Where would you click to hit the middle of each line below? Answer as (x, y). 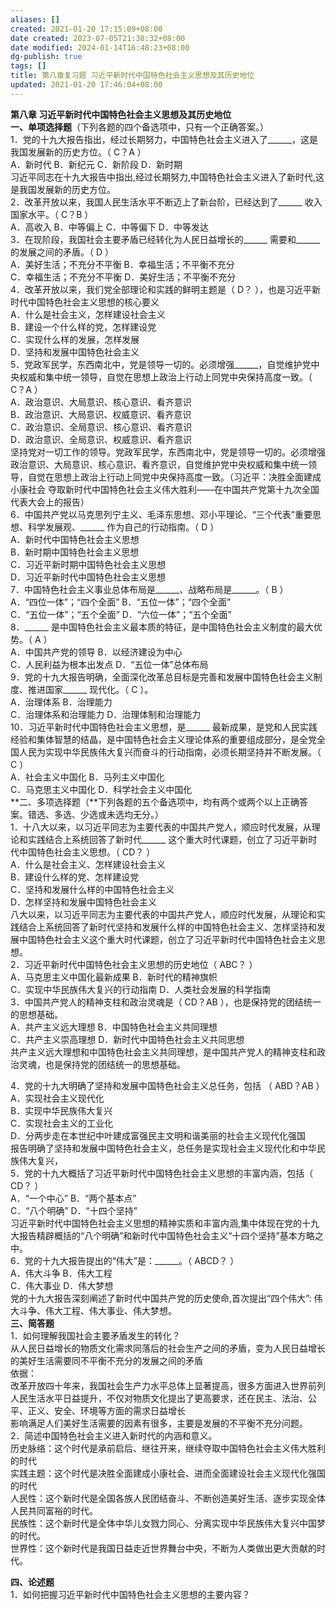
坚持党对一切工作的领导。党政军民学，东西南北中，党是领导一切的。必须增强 (168, 452)
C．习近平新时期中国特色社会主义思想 (88, 564)
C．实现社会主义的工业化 (62, 1123)
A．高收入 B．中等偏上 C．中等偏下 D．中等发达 (109, 227)
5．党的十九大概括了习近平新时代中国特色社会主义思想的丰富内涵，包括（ (162, 1173)
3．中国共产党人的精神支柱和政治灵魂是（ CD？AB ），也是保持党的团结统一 (166, 1002)
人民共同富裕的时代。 (54, 1510)
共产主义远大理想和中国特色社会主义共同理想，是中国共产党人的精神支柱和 (163, 1052)
